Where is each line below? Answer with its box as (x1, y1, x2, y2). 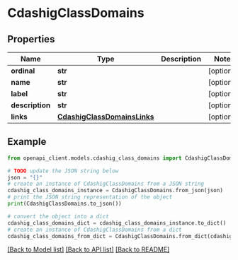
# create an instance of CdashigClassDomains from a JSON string (7, 180, 204, 188)
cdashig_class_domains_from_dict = (7, 232, 113, 240)
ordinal (11, 66, 35, 76)
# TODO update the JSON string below (7, 167, 119, 175)
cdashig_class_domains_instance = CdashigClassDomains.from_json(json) (7, 187, 223, 194)
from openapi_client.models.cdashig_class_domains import (7, 154, 182, 162)
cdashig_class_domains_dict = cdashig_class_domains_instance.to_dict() (7, 219, 227, 227)
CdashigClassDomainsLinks (57, 112, 154, 122)
